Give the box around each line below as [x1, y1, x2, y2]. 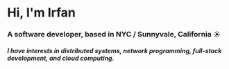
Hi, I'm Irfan [7, 5, 76, 21]
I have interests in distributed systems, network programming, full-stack [7, 46, 222, 55]
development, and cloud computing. [7, 54, 114, 62]
